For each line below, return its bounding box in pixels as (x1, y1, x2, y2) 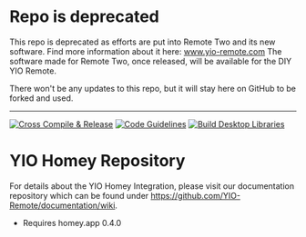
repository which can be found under (9, 190, 149, 201)
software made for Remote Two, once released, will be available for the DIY (9, 55, 292, 66)
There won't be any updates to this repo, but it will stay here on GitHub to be (9, 83, 296, 94)
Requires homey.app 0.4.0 (22, 217, 122, 228)
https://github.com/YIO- (150, 190, 241, 201)
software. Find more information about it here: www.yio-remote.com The (9, 45, 282, 56)
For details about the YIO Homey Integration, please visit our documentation (9, 180, 295, 192)
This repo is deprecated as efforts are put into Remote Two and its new (9, 36, 276, 47)
